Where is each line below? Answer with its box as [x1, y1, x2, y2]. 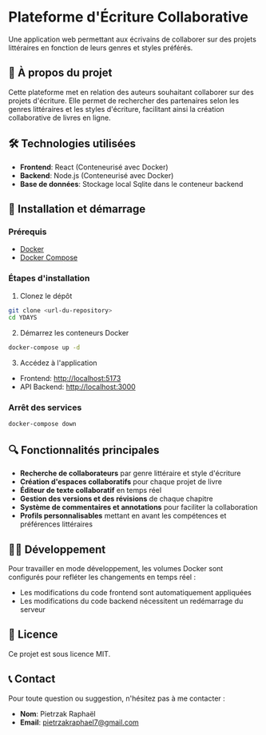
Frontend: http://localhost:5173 [19, 374, 121, 383]
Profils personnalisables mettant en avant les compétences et [19, 511, 227, 521]
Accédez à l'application [19, 358, 97, 367]
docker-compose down [8, 420, 77, 428]
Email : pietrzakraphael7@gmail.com [19, 717, 140, 727]
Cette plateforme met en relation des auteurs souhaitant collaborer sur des [8, 87, 254, 97]
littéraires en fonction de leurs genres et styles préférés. [8, 42, 193, 52]
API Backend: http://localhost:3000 [19, 382, 136, 391]
